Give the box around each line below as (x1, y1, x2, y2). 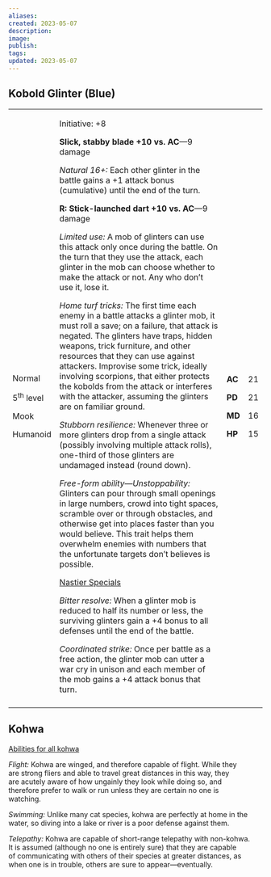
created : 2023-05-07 (8, 19, 78, 27)
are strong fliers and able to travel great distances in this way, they (8, 768, 230, 778)
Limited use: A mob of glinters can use (59, 231, 205, 242)
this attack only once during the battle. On (59, 241, 219, 252)
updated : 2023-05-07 (8, 57, 78, 65)
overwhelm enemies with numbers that (59, 538, 207, 550)
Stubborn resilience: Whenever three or (59, 419, 209, 430)
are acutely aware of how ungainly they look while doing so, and (8, 777, 223, 786)
